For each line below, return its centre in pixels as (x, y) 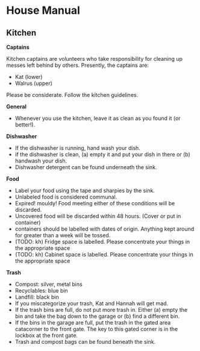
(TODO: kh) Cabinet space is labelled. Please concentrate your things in (104, 254)
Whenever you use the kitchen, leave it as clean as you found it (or (98, 118)
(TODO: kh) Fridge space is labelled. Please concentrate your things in (102, 242)
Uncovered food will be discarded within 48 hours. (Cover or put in (98, 216)
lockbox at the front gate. (46, 335)
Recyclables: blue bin (41, 290)
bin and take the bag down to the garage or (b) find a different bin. (97, 316)
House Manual (43, 11)
